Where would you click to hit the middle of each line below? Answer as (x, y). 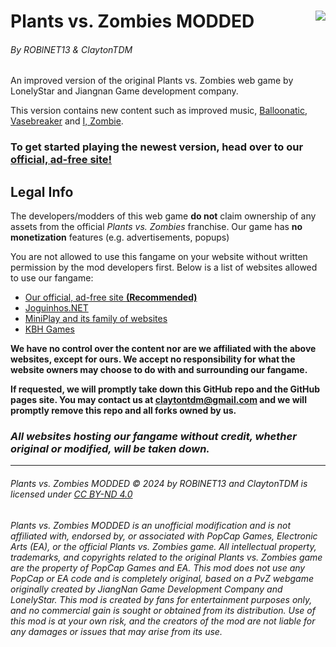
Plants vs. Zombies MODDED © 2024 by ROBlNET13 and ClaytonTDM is (159, 484)
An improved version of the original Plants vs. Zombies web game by (152, 81)
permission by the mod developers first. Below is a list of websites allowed (164, 267)
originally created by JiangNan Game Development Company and (146, 589)
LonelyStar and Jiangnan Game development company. (124, 91)
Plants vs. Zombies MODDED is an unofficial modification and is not (150, 525)
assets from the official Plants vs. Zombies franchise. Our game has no (156, 227)
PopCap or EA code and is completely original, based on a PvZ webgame (162, 578)
